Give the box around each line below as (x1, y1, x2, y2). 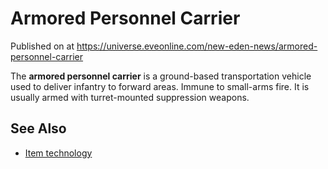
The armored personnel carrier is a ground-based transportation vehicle (10, 70, 312, 82)
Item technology (24, 147, 93, 159)
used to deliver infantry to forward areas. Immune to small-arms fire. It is (10, 80, 310, 92)
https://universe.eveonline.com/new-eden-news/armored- (76, 40, 318, 52)
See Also (10, 120, 67, 137)
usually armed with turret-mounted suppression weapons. (10, 91, 250, 103)
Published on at (10, 40, 75, 52)
